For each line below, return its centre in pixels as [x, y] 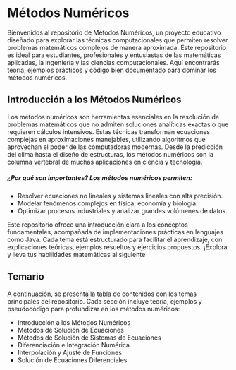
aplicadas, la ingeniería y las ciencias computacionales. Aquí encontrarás [113, 62]
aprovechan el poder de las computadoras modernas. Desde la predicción [115, 147]
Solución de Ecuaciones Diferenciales [72, 360]
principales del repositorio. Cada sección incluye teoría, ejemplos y [105, 301]
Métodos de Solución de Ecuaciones [71, 330]
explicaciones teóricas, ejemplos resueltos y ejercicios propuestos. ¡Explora [117, 247]
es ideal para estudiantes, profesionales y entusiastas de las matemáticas [114, 55]
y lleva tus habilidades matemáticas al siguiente [76, 254]
